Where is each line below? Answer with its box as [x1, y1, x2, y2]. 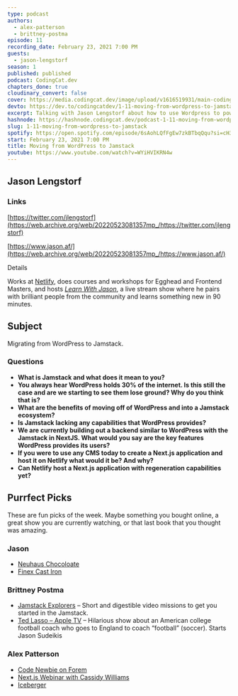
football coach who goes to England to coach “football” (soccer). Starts [17, 623, 227, 633]
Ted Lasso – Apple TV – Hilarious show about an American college [17, 616, 212, 625]
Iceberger [17, 680, 47, 689]
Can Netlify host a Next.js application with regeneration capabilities [17, 464, 222, 472]
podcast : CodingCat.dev [7, 76, 78, 84]
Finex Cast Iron [17, 567, 62, 576]
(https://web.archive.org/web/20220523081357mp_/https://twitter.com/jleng [7, 220, 231, 229]
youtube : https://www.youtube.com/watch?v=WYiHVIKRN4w [7, 149, 173, 156]
